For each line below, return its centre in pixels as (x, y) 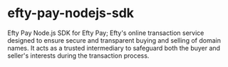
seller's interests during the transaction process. (78, 56)
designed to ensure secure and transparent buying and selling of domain (114, 40)
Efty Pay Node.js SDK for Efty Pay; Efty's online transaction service (106, 33)
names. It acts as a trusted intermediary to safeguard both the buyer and (114, 48)
